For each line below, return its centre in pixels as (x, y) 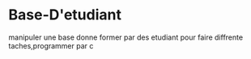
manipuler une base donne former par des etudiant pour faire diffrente (126, 37)
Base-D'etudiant (65, 15)
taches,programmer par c (51, 45)
